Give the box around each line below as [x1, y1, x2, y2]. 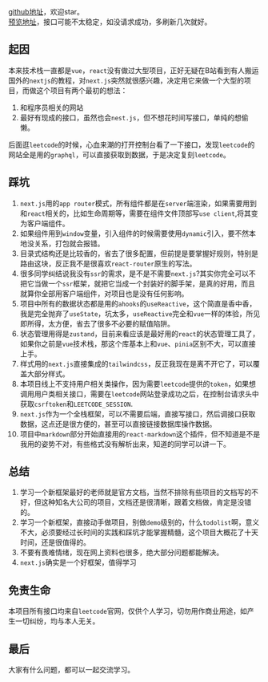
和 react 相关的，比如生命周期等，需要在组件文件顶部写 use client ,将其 [19, 208, 252, 218]
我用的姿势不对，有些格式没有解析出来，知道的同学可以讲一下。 [19, 439, 230, 449]
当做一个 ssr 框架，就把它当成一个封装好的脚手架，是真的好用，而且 [34, 278, 256, 288]
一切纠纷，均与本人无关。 [14, 616, 100, 626]
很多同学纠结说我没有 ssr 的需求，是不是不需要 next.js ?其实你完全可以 [19, 268, 250, 278]
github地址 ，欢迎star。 [8, 7, 84, 16]
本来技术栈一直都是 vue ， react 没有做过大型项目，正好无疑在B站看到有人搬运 [8, 65, 259, 75]
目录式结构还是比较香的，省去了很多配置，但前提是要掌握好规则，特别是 [19, 248, 258, 258]
